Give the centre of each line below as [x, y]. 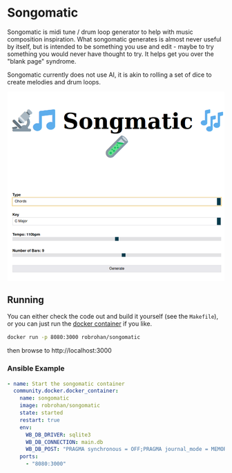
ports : [29, 457]
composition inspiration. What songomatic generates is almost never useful [114, 39]
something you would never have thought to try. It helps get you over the [110, 54]
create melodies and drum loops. [54, 82]
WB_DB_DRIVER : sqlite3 [58, 435]
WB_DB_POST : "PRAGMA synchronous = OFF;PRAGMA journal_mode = [117, 449]
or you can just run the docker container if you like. [80, 324]
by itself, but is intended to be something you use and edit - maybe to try [110, 46]
